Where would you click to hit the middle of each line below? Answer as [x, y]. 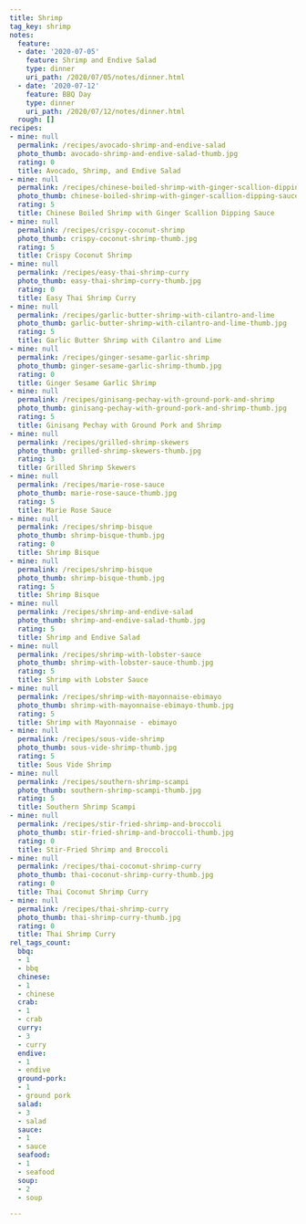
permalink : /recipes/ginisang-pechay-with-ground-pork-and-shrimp [146, 400]
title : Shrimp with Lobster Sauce [83, 680]
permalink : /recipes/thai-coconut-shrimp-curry [110, 867]
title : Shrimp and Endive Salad [79, 637]
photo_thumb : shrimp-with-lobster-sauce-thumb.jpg [116, 663]
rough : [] [36, 120]
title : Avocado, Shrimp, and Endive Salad [99, 171]
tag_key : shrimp [40, 26]
